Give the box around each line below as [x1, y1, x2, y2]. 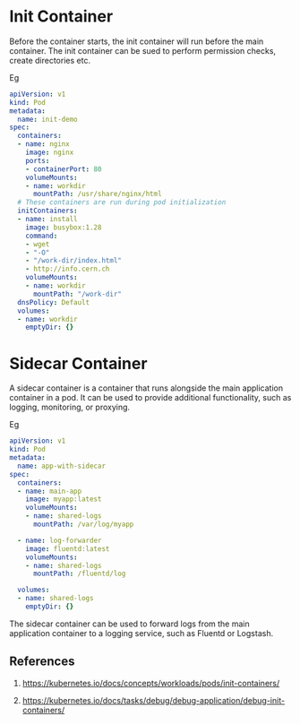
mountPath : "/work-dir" [32, 289, 123, 298]
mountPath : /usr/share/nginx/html [32, 190, 163, 199]
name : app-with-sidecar [17, 461, 106, 470]
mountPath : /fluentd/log [32, 569, 126, 579]
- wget [25, 239, 50, 248]
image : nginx [25, 148, 74, 158]
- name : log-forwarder [17, 536, 102, 545]
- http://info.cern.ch [25, 264, 110, 274]
